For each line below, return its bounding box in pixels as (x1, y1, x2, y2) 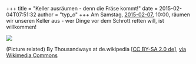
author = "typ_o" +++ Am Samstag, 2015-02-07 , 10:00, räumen (37, 11, 190, 18)
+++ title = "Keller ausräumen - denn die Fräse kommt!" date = (6, 5, 158, 12)
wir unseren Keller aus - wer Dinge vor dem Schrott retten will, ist (6, 17, 165, 24)
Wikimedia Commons (6, 52, 58, 59)
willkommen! (6, 23, 37, 30)
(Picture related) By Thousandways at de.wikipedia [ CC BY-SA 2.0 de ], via (6, 46, 187, 52)
